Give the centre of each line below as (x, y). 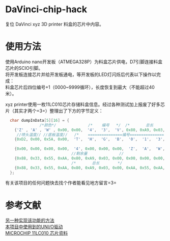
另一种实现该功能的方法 (30, 221)
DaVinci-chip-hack (46, 9)
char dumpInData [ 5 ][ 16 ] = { (40, 120)
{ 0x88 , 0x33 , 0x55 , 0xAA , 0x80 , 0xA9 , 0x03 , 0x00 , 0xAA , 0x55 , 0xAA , (90, 168)
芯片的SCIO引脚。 (24, 68)
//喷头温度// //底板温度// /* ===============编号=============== (90, 135)
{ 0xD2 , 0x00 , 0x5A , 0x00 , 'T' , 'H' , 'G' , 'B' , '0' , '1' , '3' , (90, 139)
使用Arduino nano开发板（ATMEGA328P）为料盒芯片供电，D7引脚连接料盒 (84, 62)
